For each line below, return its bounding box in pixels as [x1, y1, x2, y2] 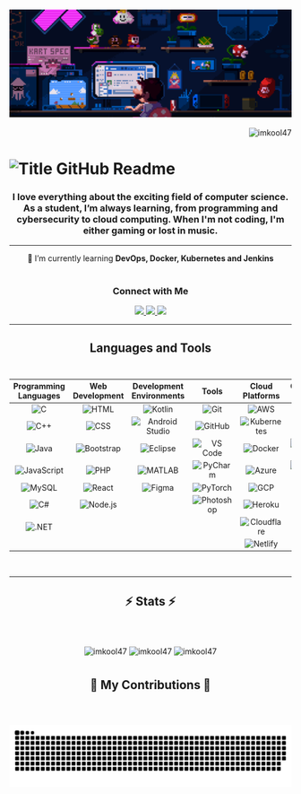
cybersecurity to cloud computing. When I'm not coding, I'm [16, 214, 285, 225]
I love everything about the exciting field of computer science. [12, 191, 289, 203]
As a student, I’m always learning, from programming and [22, 202, 279, 214]
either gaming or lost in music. [82, 224, 219, 237]
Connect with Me [112, 284, 189, 297]
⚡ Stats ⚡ [125, 594, 176, 609]
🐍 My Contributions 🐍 [90, 677, 211, 693]
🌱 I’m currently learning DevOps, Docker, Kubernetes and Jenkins [27, 253, 274, 264]
